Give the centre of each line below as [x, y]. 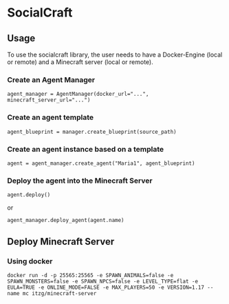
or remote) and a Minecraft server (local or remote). [80, 62]
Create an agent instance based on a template [86, 149]
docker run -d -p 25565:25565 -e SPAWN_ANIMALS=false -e [90, 275]
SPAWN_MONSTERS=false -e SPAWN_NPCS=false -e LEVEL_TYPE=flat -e [102, 281]
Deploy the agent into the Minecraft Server [80, 181]
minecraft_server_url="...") [49, 100]
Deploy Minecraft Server [61, 242]
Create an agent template [51, 117]
